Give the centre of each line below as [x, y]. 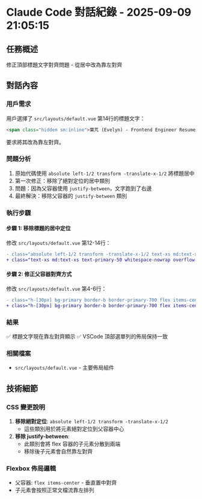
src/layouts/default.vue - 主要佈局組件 [64, 368]
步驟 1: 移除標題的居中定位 [38, 228]
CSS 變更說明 [26, 407]
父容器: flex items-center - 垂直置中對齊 [66, 483]
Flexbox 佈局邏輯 [31, 468]
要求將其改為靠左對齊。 [35, 142]
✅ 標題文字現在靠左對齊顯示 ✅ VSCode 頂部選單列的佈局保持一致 [87, 336]
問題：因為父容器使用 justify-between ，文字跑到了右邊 [83, 188]
